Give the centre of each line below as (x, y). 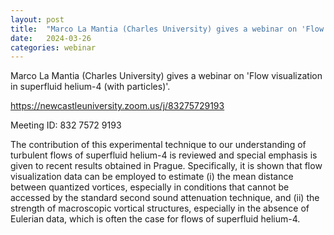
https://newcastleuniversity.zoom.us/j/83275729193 (117, 106)
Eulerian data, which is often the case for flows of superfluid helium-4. (155, 219)
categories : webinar (53, 47)
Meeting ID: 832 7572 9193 (66, 125)
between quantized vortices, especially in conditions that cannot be (150, 187)
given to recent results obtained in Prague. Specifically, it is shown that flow (166, 166)
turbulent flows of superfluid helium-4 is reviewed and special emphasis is (164, 155)
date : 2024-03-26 (51, 38)
